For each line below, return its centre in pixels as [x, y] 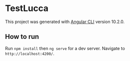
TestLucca [27, 8]
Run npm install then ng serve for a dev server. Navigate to [65, 48]
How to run [22, 37]
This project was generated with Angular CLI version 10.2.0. [65, 22]
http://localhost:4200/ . [30, 53]
